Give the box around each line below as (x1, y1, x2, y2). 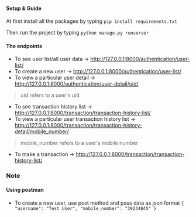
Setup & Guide (6, 5, 42, 12)
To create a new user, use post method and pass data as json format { (14, 199, 184, 206)
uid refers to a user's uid (20, 91, 80, 99)
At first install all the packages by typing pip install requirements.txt (6, 18, 177, 25)
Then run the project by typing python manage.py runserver (6, 29, 149, 36)
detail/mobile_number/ (14, 128, 69, 135)
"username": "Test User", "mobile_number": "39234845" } (14, 205, 157, 211)
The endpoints (6, 42, 43, 49)
